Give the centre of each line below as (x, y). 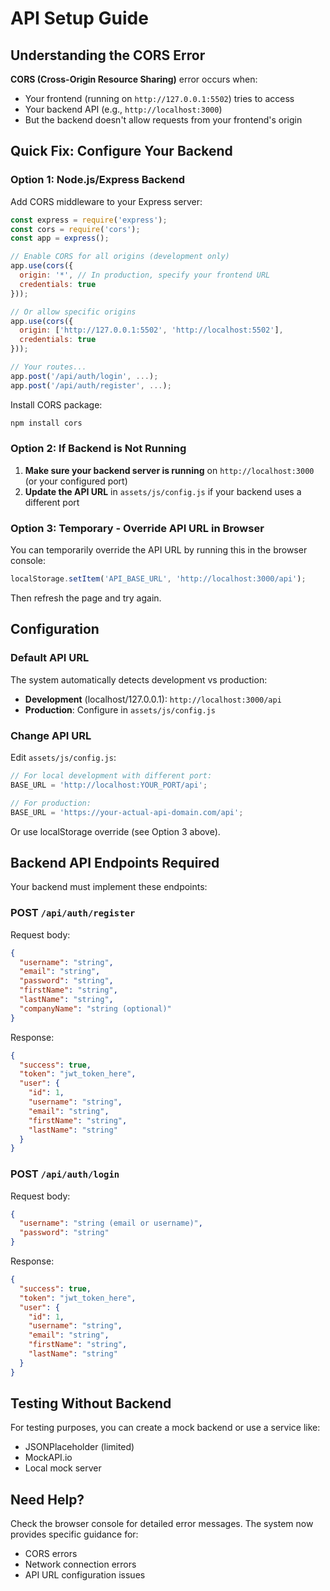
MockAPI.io (48, 1458)
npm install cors (46, 423)
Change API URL (51, 735)
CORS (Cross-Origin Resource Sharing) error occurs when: (134, 79)
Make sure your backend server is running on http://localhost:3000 (169, 470)
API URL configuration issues (85, 1575)
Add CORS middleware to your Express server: (106, 201)
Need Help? (47, 1499)
